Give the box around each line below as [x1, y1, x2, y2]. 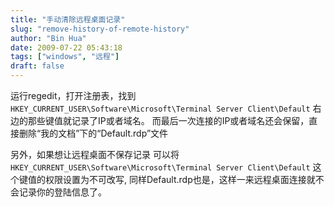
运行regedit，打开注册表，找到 [10, 90, 137, 101]
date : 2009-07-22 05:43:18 [10, 42, 123, 53]
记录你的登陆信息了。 [18, 186, 107, 198]
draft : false [10, 61, 65, 71]
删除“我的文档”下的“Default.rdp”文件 [18, 127, 169, 139]
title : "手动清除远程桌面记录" [10, 14, 126, 25]
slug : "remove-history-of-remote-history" [10, 24, 190, 34]
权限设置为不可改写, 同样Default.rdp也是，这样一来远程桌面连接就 [44, 174, 316, 185]
